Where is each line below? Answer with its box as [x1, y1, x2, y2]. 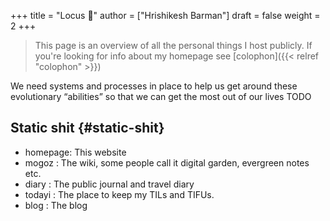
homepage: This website [24, 146, 127, 158]
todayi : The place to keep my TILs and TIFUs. [24, 188, 215, 200]
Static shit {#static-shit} [10, 120, 165, 137]
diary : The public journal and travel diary [24, 178, 195, 190]
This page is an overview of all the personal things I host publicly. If [34, 40, 313, 51]
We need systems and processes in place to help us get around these [10, 80, 298, 92]
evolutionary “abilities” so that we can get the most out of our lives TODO [10, 91, 312, 102]
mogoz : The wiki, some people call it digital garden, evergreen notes [24, 156, 310, 169]
